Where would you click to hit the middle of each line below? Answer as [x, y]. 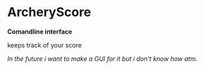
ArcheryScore [49, 12]
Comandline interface [40, 31]
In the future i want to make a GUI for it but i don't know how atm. [103, 58]
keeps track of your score [45, 45]
